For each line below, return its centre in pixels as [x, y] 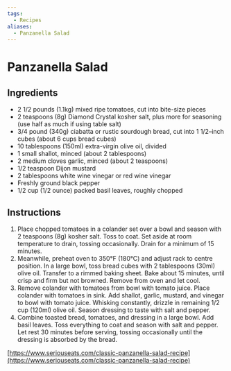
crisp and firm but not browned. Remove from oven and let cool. [109, 281]
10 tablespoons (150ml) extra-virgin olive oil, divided [92, 146]
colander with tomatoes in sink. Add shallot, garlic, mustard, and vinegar [120, 295]
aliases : [20, 26]
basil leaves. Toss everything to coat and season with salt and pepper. [118, 325]
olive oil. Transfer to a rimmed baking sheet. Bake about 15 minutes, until [121, 273]
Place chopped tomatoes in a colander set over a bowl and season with [119, 229]
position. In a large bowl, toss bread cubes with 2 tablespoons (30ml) [116, 266]
